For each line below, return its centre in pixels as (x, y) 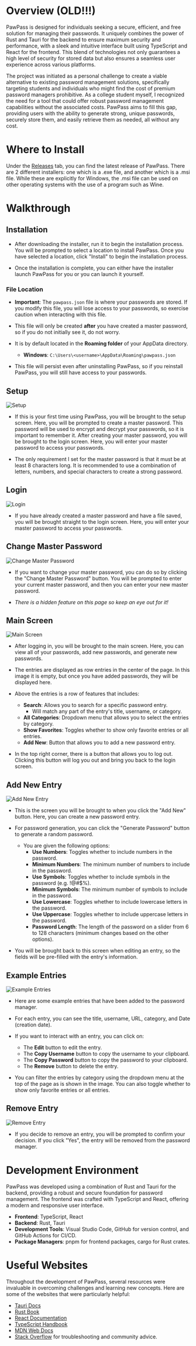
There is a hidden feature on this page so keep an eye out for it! (91, 602)
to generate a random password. (54, 834)
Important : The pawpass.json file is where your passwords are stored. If (101, 302)
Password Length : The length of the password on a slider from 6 (110, 927)
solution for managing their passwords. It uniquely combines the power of (95, 33)
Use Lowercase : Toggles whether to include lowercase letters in (110, 902)
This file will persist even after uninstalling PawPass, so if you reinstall (99, 366)
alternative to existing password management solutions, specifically (88, 82)
